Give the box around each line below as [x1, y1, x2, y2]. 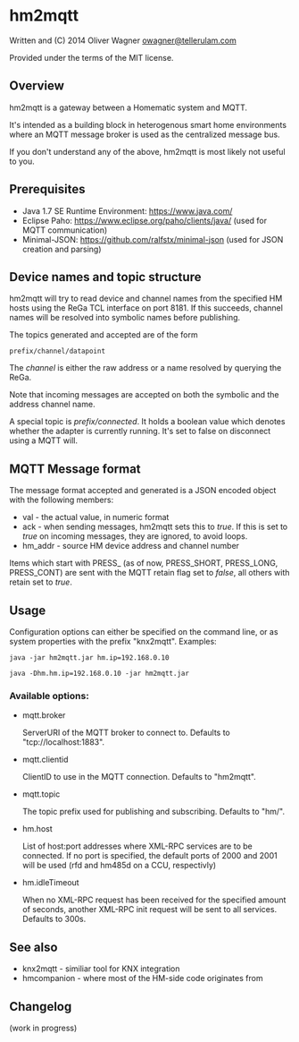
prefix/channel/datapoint [9, 346, 105, 356]
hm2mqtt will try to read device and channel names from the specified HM [9, 293, 283, 304]
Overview [9, 78, 65, 94]
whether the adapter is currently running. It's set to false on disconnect [9, 426, 271, 437]
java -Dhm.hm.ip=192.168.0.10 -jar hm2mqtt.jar [9, 669, 190, 678]
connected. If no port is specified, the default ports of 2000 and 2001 [21, 850, 278, 861]
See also [9, 939, 58, 954]
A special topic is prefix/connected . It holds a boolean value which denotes [9, 416, 286, 427]
